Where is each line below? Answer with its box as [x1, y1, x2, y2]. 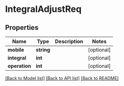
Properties [5, 23, 39, 32]
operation [7, 63, 31, 69]
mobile [7, 46, 24, 53]
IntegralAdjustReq [5, 3, 82, 15]
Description [55, 38, 83, 45]
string [35, 46, 51, 53]
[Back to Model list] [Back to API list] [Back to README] [5, 76, 119, 81]
